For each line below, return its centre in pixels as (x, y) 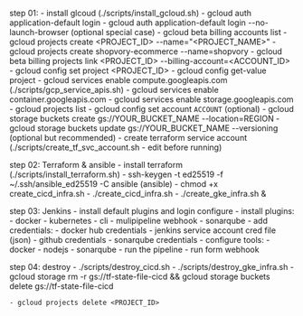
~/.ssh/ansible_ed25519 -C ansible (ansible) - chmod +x (114, 184)
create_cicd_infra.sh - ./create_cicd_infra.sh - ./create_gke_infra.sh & (138, 194)
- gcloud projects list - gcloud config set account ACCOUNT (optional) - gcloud (151, 109)
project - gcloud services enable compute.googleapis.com (118, 80)
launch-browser (39, 32)
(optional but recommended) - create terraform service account (128, 138)
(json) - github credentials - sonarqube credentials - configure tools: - (140, 240)
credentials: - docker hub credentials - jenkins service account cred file (143, 230)
